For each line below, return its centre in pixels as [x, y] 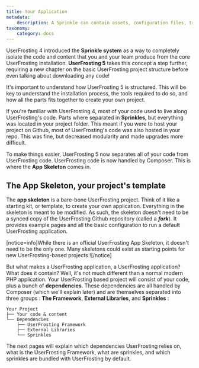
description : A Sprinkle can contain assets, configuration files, [102, 23]
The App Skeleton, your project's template [86, 185]
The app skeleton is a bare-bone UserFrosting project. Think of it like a [93, 200]
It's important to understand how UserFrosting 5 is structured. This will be [96, 87]
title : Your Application [37, 12]
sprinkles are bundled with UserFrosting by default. [69, 359]
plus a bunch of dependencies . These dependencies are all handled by [93, 286]
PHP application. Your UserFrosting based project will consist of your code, [98, 279]
